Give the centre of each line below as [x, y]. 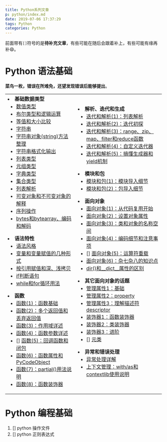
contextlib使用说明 [108, 374]
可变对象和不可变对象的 [43, 196]
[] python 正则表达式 [33, 434]
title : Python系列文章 [27, 10]
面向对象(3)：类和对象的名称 [120, 224]
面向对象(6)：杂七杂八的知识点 [122, 261]
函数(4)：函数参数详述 [42, 333]
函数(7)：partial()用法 [42, 369]
